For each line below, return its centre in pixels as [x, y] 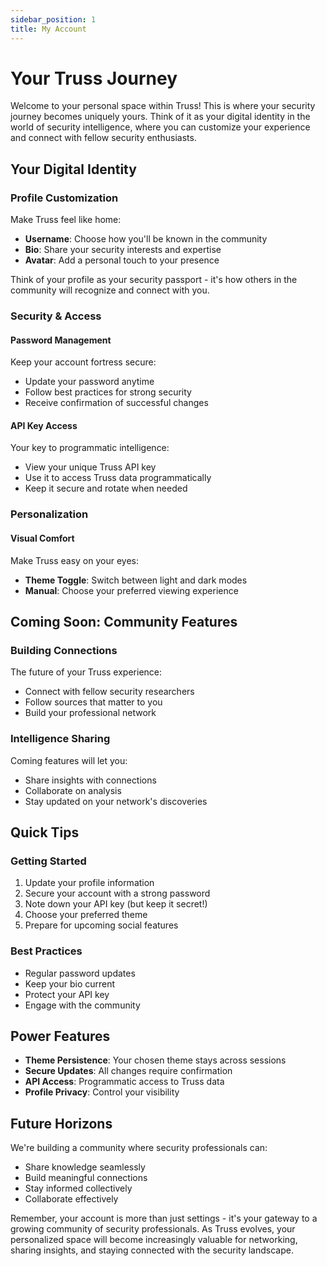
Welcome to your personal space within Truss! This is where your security [163, 106]
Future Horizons [61, 1123]
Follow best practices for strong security [108, 392]
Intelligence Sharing [60, 739]
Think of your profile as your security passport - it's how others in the [154, 280]
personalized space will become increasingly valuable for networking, [154, 1240]
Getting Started [48, 861]
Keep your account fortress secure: [83, 362]
